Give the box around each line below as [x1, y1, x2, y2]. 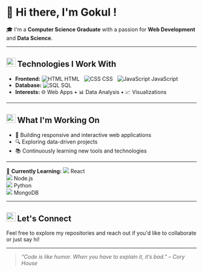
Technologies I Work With [17, 59, 117, 69]
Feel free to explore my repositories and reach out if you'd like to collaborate [6, 229, 196, 237]
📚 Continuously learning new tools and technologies [14, 147, 147, 154]
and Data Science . [6, 34, 53, 42]
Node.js [13, 174, 33, 182]
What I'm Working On [17, 115, 100, 125]
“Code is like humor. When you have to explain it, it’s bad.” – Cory [21, 253, 185, 261]
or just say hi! [6, 236, 40, 243]
